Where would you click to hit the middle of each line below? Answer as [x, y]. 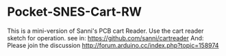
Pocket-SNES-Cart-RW [75, 12]
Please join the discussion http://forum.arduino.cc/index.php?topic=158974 [113, 45]
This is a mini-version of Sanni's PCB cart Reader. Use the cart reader [105, 31]
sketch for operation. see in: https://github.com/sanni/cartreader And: [105, 38]
